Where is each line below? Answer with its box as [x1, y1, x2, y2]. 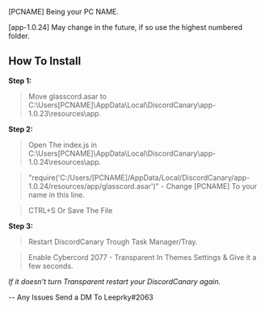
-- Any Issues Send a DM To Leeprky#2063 [8, 292, 154, 302]
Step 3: [8, 221, 34, 231]
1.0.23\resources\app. [27, 108, 102, 118]
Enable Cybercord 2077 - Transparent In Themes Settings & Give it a [27, 252, 257, 262]
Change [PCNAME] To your [166, 181, 257, 191]
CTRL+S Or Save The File [27, 205, 113, 215]
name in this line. [27, 190, 85, 199]
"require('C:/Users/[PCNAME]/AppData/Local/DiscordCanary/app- [27, 173, 250, 182]
